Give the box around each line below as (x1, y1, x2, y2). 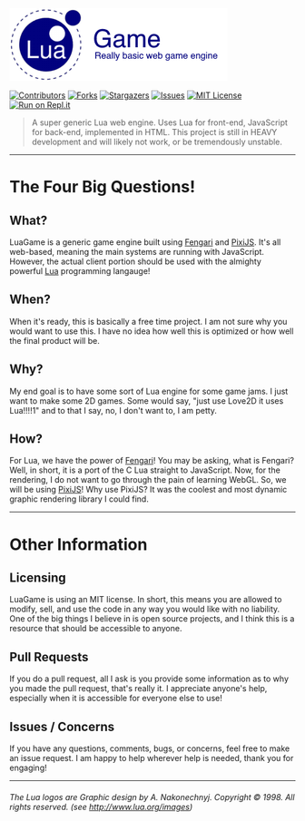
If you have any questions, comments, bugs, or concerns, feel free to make (9, 743, 290, 754)
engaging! (9, 762, 47, 774)
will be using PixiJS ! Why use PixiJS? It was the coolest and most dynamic (9, 484, 288, 495)
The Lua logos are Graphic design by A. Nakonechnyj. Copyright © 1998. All (9, 791, 295, 802)
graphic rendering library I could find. (9, 494, 150, 504)
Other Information (9, 534, 148, 554)
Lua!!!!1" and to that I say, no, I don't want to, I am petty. (9, 405, 218, 415)
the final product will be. (9, 335, 100, 346)
